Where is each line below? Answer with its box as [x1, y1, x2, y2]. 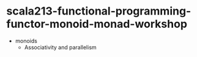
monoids [15, 37, 38, 44]
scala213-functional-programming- [6, 4, 191, 18]
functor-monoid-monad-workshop [6, 17, 188, 31]
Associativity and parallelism [24, 44, 97, 51]
